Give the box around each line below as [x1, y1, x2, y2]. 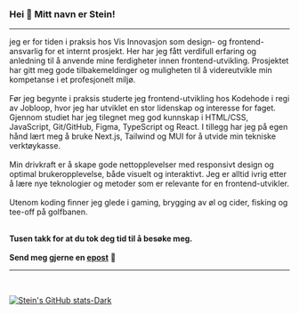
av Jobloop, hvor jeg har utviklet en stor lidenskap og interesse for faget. [9, 102, 276, 114]
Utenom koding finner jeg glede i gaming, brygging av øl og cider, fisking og [9, 197, 288, 208]
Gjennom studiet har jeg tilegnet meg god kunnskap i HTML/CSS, [9, 112, 249, 123]
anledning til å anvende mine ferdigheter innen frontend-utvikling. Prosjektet [9, 55, 289, 66]
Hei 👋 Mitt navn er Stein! [9, 8, 116, 20]
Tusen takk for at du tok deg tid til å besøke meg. [9, 233, 193, 244]
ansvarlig [9, 46, 44, 57]
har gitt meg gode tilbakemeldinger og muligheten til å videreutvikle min [9, 65, 273, 76]
